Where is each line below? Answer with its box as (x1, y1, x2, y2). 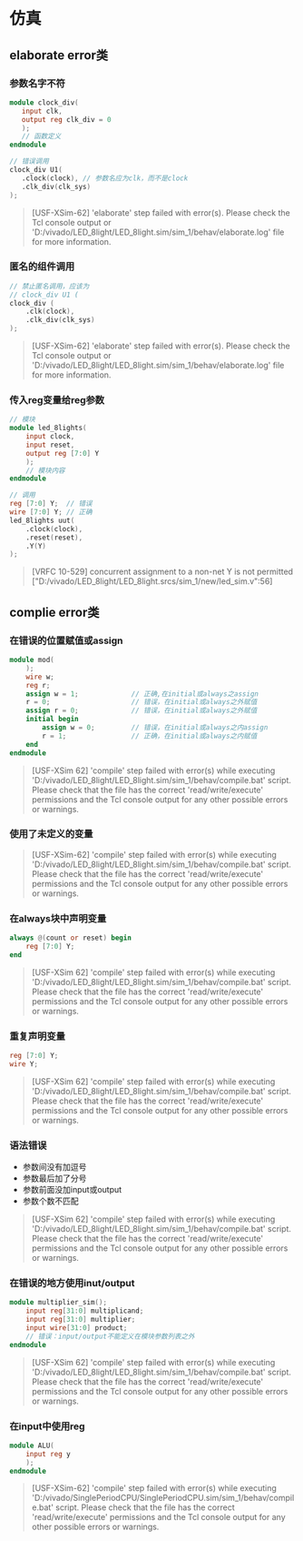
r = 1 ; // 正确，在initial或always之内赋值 (42, 731, 258, 740)
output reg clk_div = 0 (21, 115, 112, 124)
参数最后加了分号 (22, 1173, 87, 1183)
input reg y (25, 1449, 71, 1458)
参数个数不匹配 (22, 1195, 79, 1206)
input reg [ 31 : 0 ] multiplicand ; (25, 1306, 144, 1315)
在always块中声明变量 (9, 912, 107, 924)
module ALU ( (9, 1441, 54, 1450)
